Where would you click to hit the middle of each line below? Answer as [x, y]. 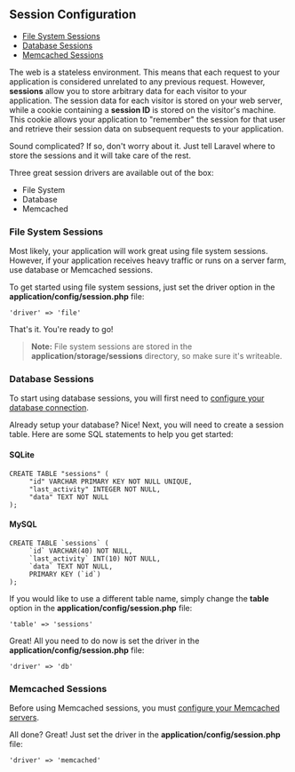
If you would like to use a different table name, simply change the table [139, 598]
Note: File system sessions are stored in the [112, 346]
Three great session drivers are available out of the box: [112, 172]
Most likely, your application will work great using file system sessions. [139, 251]
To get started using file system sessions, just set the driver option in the [142, 287]
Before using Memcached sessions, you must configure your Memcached [144, 708]
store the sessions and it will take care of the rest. [100, 155]
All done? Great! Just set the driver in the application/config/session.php [145, 735]
